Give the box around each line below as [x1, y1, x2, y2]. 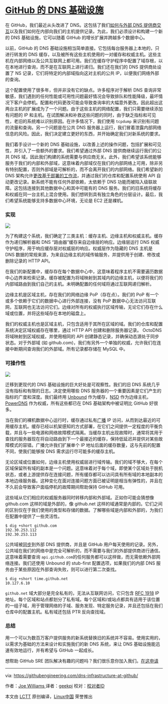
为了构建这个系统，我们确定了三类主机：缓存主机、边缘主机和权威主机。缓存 [5, 233, 163, 239]
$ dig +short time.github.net [5, 576, 68, 581]
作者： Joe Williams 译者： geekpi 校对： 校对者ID [5, 683, 105, 689]
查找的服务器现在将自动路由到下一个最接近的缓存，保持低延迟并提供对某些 [5, 436, 158, 442]
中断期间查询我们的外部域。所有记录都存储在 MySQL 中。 [9, 346, 128, 352]
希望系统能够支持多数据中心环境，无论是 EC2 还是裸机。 [9, 197, 126, 203]
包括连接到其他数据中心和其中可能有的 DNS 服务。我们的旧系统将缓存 [18, 185, 161, 191]
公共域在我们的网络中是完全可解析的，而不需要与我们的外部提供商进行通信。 [5, 548, 163, 554]
